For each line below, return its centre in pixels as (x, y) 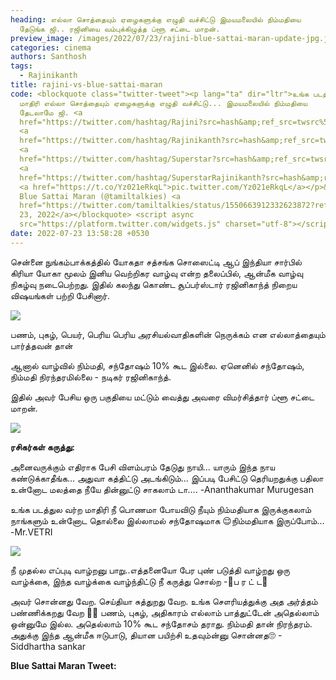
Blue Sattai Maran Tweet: (63, 665)
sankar (72, 646)
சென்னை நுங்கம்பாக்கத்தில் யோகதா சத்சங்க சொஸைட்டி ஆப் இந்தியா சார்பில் (156, 262)
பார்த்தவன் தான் (41, 345)
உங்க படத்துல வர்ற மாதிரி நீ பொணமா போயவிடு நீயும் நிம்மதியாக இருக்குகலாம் (161, 509)
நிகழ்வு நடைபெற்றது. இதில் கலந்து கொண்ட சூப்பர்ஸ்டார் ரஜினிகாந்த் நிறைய (154, 284)
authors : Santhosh (48, 57)
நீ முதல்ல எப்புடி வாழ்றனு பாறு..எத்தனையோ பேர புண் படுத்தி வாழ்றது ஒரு (150, 570)
